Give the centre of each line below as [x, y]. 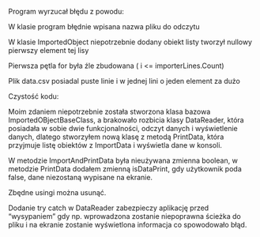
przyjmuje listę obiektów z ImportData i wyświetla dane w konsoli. [115, 145]
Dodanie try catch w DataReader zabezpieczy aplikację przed [109, 208]
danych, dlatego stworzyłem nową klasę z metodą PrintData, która [116, 137]
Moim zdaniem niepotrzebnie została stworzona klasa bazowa [109, 111]
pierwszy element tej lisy [49, 50]
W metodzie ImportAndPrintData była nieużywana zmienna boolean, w [123, 160]
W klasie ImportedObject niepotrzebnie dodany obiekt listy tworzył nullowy [130, 42]
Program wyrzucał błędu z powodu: [66, 11]
